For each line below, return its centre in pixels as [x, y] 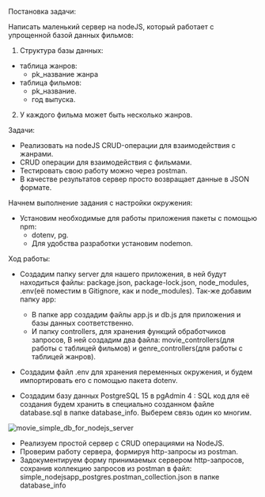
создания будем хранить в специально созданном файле [117, 404]
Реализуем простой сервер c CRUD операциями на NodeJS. [122, 443]
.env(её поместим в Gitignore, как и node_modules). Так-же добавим [135, 291]
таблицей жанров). [64, 357]
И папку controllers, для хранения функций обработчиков [129, 331]
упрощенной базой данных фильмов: [71, 35]
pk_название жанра [65, 74]
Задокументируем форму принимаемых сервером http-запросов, [132, 460]
